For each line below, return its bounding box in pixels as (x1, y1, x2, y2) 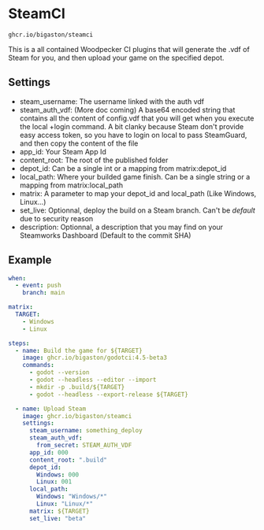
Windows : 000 (36, 470, 80, 479)
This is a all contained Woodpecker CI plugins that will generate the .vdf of (8, 44, 250, 54)
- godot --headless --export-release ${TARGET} (28, 391, 189, 398)
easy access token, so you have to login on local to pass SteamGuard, (19, 130, 247, 139)
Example (8, 254, 52, 267)
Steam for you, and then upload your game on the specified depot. (8, 53, 225, 62)
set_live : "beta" (28, 514, 87, 522)
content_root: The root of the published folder (19, 155, 169, 165)
